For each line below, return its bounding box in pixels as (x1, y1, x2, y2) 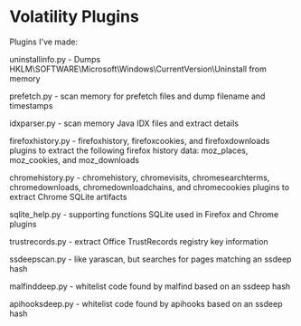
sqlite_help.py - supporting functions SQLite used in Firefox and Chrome (9, 208, 279, 219)
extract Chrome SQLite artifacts (9, 191, 127, 202)
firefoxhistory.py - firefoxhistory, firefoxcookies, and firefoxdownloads (9, 135, 270, 146)
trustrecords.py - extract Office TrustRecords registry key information (9, 235, 268, 246)
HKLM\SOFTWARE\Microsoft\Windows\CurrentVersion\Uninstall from (9, 63, 267, 74)
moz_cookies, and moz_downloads (9, 154, 140, 165)
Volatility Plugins (9, 6, 140, 27)
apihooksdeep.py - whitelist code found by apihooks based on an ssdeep (9, 298, 283, 309)
